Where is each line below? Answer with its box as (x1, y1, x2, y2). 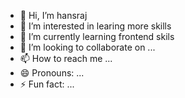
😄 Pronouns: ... (19, 67, 85, 79)
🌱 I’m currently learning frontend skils (19, 31, 175, 42)
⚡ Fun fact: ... (19, 78, 75, 90)
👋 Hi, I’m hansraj (19, 10, 88, 21)
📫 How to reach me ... (19, 53, 113, 64)
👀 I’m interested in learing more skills (19, 20, 172, 32)
